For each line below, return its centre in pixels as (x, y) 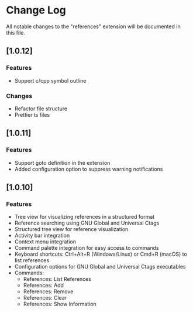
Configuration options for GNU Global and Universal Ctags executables (100, 267)
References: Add (44, 286)
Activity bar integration (42, 236)
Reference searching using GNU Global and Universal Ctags (87, 223)
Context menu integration (45, 242)
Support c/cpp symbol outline (50, 80)
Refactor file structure (41, 108)
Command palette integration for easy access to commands (87, 248)
